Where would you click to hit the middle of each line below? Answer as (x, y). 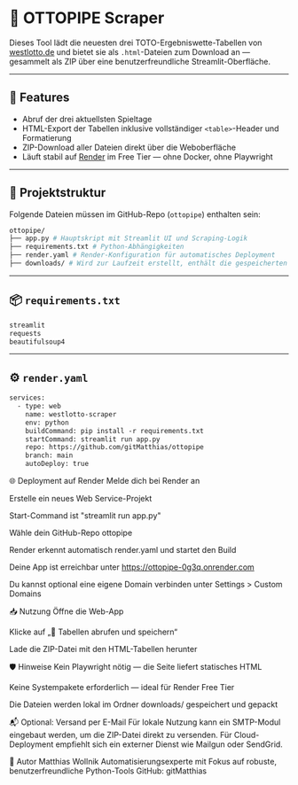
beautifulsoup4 (37, 342)
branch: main (49, 455)
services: (27, 398)
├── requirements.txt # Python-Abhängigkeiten (97, 247)
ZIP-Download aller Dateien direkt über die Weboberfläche (129, 147)
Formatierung (47, 137)
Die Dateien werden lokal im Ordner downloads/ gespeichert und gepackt (143, 704)
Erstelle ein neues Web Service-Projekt (81, 499)
